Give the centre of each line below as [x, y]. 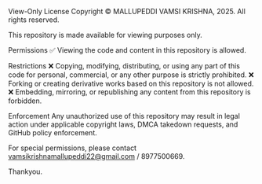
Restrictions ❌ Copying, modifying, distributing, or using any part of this [124, 66]
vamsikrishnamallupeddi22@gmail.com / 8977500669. [96, 156]
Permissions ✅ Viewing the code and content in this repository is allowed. [127, 50]
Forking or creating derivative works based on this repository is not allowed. [131, 83]
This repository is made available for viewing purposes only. [105, 35]
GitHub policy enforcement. [53, 132]
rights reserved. [34, 20]
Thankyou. [25, 171]
